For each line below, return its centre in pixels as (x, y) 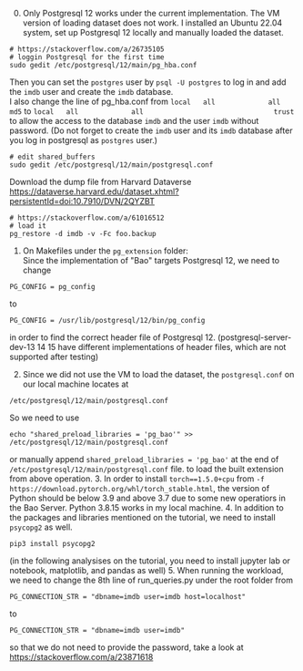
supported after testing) (54, 356)
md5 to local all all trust (152, 111)
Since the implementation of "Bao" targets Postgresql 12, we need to (151, 260)
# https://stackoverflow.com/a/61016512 (87, 218)
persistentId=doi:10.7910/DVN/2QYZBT (82, 201)
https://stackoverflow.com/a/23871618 (81, 657)
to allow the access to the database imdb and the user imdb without (134, 121)
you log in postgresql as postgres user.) (83, 140)
